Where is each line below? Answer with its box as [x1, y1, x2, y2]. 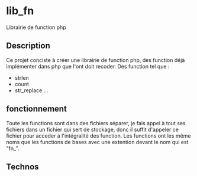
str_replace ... [14, 87, 49, 94]
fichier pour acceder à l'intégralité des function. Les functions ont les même [6, 132, 191, 139]
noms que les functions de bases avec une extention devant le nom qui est [6, 138, 189, 145]
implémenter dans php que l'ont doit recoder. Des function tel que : [6, 63, 170, 70]
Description [6, 41, 50, 51]
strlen [14, 74, 30, 81]
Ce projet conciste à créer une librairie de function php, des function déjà [6, 56, 185, 63]
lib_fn [6, 4, 34, 18]
